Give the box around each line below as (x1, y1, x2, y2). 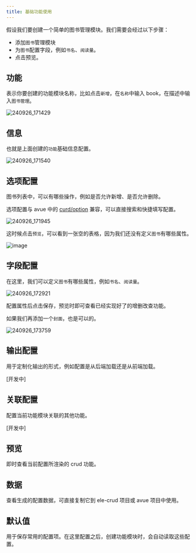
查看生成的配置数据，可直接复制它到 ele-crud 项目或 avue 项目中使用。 (6, 497, 182, 504)
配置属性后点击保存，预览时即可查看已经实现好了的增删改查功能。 (6, 302, 169, 309)
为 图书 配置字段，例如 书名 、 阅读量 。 (14, 46, 99, 53)
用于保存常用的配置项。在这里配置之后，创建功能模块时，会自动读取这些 (6, 533, 185, 540)
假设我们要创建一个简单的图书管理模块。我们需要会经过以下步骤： (6, 26, 169, 33)
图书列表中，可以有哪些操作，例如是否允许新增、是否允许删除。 (6, 193, 164, 200)
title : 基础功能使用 (6, 8, 52, 15)
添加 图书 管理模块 (14, 38, 56, 45)
